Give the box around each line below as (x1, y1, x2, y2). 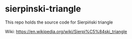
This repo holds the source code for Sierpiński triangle (5, 19, 113, 25)
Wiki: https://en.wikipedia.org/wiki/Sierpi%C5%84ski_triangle (5, 28, 127, 34)
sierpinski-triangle (5, 3, 81, 14)
